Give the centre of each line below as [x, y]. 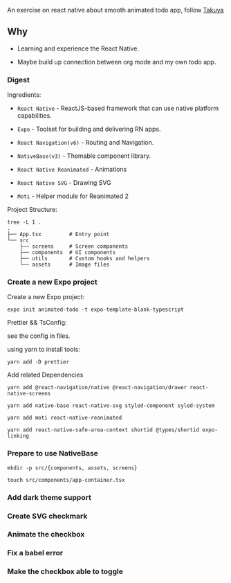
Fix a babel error [35, 553]
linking [18, 436]
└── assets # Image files [65, 265]
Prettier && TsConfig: [37, 323]
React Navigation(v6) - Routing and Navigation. [85, 143]
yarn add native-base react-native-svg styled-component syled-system [111, 406]
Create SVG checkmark [47, 516]
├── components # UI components [68, 253]
